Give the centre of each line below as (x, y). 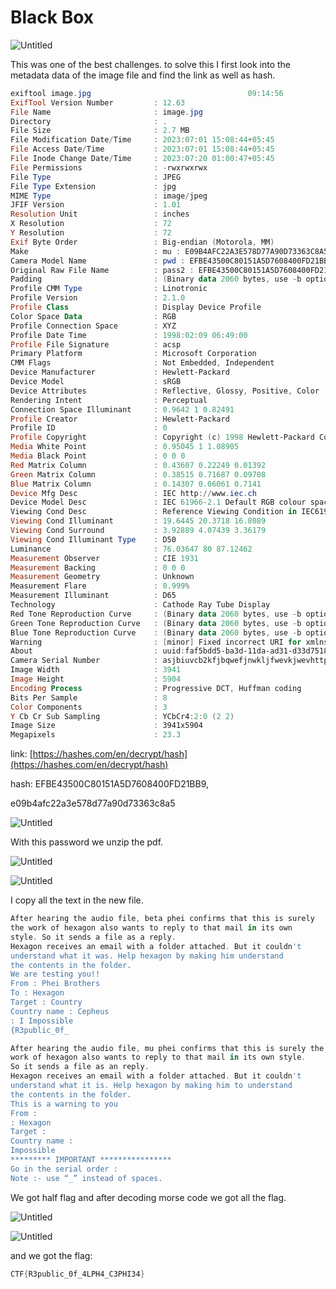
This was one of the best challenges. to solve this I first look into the (151, 64)
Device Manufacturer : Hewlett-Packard (120, 372)
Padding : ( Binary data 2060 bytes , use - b (156, 279)
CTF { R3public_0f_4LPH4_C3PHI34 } (77, 1274)
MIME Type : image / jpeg (109, 196)
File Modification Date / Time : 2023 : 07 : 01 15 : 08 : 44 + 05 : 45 (142, 140)
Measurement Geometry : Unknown (102, 577)
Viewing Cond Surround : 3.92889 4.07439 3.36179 (138, 531)
